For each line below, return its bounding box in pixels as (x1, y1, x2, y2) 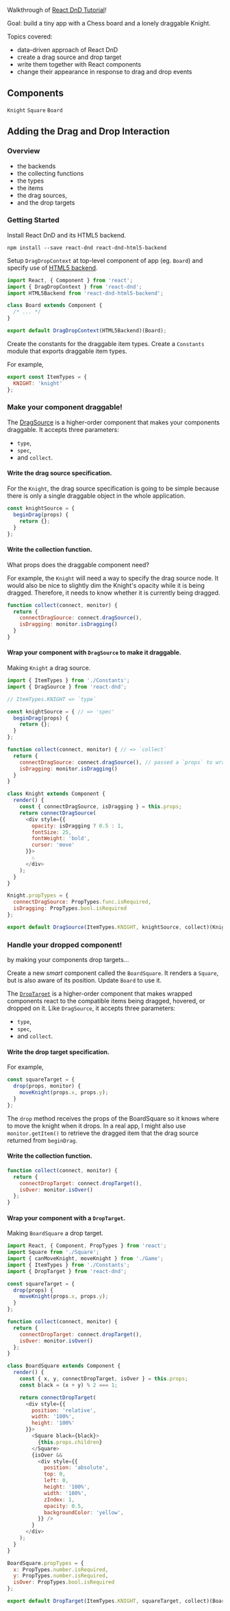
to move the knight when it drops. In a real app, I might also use (7, 1121, 186, 1130)
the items (16, 183, 44, 192)
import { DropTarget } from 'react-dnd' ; (7, 1268, 127, 1275)
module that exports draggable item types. (7, 347, 127, 355)
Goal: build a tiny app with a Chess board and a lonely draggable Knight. (7, 19, 211, 27)
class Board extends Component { (7, 302, 103, 309)
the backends (16, 161, 56, 170)
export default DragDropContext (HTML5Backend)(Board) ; (7, 328, 167, 334)
